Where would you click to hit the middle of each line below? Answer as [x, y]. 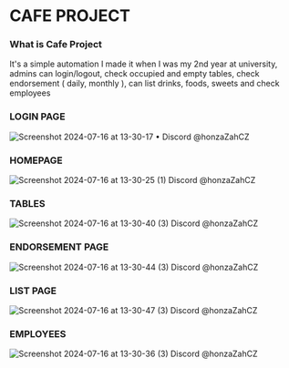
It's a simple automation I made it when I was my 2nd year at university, [144, 64]
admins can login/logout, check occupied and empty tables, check [134, 74]
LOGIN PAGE [37, 117]
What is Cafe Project [56, 45]
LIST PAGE [33, 291]
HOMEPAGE [36, 160]
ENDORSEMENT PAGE [59, 247]
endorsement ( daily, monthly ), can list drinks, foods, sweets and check [144, 84]
